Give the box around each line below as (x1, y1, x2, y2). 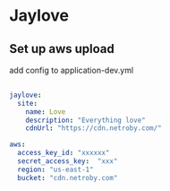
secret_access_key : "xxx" (17, 157, 118, 166)
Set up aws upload (9, 41, 115, 56)
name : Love (25, 107, 66, 117)
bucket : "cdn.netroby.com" (17, 173, 118, 182)
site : (17, 99, 38, 108)
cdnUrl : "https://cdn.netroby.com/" (25, 124, 163, 133)
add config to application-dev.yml (9, 65, 134, 75)
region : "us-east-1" (17, 165, 94, 174)
